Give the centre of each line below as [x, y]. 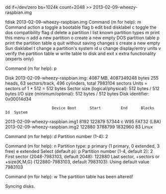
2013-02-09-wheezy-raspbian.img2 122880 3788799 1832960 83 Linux [79, 127]
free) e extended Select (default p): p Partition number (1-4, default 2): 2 [79, 151]
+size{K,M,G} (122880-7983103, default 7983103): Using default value [77, 162]
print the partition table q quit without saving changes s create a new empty [83, 43]
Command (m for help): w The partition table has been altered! [69, 177]
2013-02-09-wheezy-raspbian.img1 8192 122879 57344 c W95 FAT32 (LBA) [83, 121]
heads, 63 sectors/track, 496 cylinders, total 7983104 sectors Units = [76, 83]
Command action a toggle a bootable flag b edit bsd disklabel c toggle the [81, 27]
